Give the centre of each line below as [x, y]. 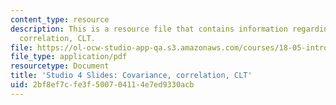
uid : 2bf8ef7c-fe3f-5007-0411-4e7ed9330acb [102, 85]
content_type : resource [60, 19]
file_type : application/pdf [69, 57]
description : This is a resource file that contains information [149, 29]
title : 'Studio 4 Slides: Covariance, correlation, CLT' [131, 76]
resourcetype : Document [60, 66]
